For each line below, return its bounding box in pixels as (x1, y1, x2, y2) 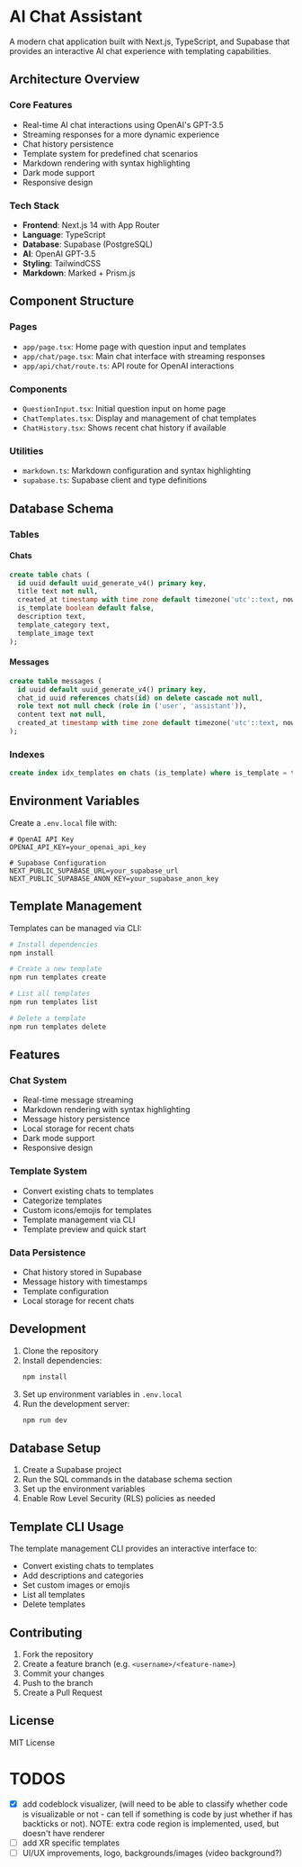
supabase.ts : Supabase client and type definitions (22, 475, 208, 485)
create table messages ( (9, 676, 102, 685)
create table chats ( (9, 570, 91, 579)
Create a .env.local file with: (9, 817, 118, 828)
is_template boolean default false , (17, 603, 155, 613)
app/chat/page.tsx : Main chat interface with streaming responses (22, 350, 265, 361)
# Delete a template (9, 1013, 87, 1023)
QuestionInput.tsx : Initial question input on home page (22, 403, 226, 413)
